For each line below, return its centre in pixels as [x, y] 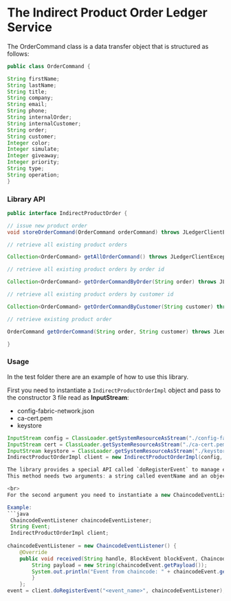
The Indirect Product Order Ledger [107, 13]
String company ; [30, 98]
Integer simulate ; [33, 150]
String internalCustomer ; [44, 123]
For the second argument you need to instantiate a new [89, 495]
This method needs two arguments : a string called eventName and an [107, 476]
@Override [34, 552]
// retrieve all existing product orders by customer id [90, 294]
